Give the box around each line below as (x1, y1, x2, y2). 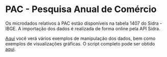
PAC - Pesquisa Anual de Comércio (5, 4, 157, 15)
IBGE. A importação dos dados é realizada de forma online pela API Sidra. (5, 25, 160, 31)
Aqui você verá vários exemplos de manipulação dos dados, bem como (5, 35, 156, 41)
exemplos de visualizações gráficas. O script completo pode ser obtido (5, 40, 155, 46)
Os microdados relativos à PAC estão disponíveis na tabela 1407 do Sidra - (5, 20, 162, 26)
